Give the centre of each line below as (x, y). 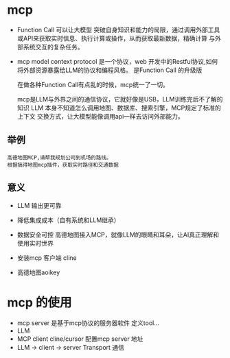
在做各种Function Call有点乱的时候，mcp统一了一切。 (93, 84)
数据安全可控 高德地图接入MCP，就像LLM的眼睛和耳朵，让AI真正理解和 (118, 235)
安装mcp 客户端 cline (47, 258)
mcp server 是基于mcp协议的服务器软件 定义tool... (88, 323)
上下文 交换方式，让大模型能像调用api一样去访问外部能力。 (100, 116)
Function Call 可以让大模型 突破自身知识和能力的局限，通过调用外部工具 (118, 29)
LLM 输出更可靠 (39, 205)
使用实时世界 (35, 243)
